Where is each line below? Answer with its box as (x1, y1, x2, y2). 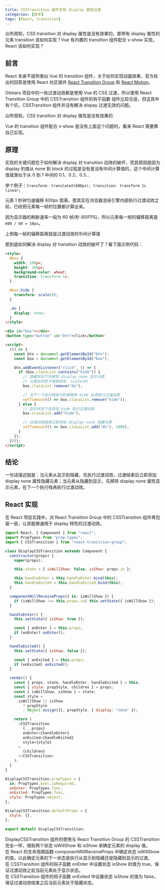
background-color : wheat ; (14, 270, 68, 275)
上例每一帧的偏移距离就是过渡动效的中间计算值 (5, 231, 100, 237)
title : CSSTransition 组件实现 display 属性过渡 (5, 7, 101, 12)
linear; (5, 188, 21, 193)
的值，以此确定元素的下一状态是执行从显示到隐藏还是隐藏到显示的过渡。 (5, 855, 152, 861)
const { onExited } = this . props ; (14, 657, 85, 662)
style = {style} (23, 740, 52, 745)
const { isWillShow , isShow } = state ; (14, 689, 96, 694)
